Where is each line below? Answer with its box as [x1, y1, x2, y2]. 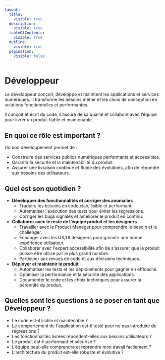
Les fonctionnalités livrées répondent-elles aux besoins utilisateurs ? [11, 333, 152, 339]
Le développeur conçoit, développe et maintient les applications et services [4, 91, 159, 97]
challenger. [19, 229, 43, 235]
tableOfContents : [9, 30, 45, 35]
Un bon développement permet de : [4, 145, 78, 151]
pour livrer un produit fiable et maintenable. [4, 117, 93, 123]
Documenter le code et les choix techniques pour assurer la [19, 276, 142, 282]
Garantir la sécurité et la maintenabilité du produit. [11, 160, 114, 166]
